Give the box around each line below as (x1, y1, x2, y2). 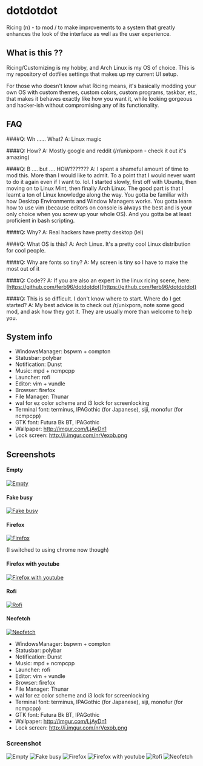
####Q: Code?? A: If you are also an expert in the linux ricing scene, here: (6, 277, 191, 284)
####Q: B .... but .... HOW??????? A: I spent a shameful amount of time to (6, 165, 189, 172)
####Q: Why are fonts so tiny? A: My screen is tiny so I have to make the (6, 259, 188, 266)
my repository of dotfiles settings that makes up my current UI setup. (6, 70, 179, 78)
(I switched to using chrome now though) (6, 546, 109, 554)
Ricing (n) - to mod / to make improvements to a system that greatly (6, 24, 176, 31)
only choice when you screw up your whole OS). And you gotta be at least (6, 210, 192, 217)
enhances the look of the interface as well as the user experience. (6, 30, 171, 37)
